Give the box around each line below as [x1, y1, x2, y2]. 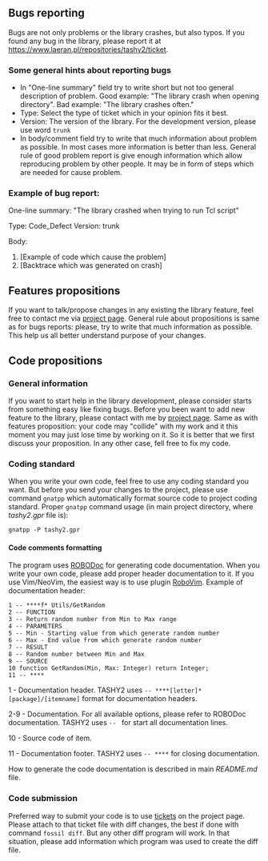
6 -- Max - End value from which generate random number [8, 636, 202, 644]
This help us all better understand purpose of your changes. [8, 331, 206, 341]
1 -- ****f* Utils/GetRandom [8, 601, 106, 610]
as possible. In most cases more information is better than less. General [19, 142, 257, 152]
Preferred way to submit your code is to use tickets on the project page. [8, 811, 246, 820]
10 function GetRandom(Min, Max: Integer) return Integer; [8, 664, 210, 672]
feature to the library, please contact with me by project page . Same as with [8, 413, 258, 422]
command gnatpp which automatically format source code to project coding [8, 493, 258, 503]
